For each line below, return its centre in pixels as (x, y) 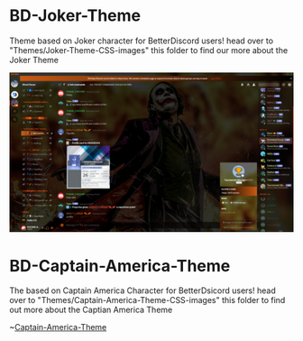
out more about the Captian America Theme (91, 310)
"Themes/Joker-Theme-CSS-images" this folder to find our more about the (149, 50)
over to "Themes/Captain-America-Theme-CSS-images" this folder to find (147, 300)
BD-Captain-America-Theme (120, 266)
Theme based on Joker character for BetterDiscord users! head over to (141, 41)
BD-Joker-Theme (75, 16)
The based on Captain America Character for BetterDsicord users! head (143, 290)
